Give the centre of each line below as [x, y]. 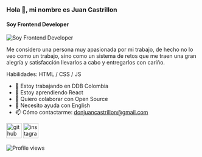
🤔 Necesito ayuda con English [52, 105]
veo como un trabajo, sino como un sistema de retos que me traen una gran [101, 56]
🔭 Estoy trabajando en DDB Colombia [61, 86]
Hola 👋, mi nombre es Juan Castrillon [62, 10]
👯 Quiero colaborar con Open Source [61, 99]
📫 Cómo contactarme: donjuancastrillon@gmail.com [82, 113]
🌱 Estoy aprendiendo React [49, 92]
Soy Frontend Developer [37, 24]
